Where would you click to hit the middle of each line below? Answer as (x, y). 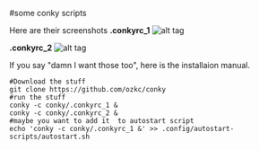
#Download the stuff (48, 82)
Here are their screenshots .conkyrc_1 (80, 30)
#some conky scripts (48, 13)
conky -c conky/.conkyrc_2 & (64, 113)
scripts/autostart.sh (50, 137)
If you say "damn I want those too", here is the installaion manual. (130, 65)
